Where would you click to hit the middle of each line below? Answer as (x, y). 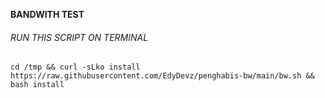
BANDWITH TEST (47, 14)
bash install (37, 85)
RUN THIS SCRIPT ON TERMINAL (79, 37)
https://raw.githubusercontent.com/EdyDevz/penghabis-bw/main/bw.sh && (162, 76)
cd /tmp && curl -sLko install (75, 67)
